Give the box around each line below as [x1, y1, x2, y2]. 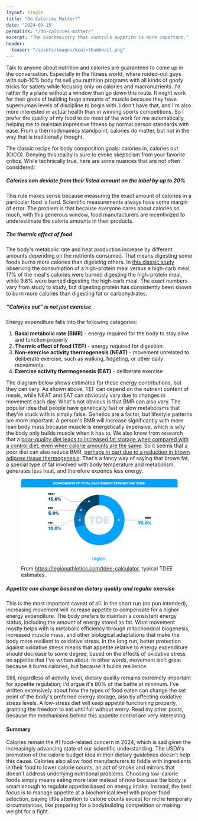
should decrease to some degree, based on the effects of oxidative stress [6, 650, 186, 658]
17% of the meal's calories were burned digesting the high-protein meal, [6, 271, 182, 278]
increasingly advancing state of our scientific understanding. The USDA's [6, 745, 185, 752]
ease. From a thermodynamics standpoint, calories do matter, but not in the [6, 127, 190, 134]
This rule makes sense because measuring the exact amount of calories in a [6, 192, 192, 199]
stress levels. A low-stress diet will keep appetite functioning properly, [6, 700, 177, 707]
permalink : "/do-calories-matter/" [6, 28, 94, 34]
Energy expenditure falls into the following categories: [6, 318, 138, 325]
